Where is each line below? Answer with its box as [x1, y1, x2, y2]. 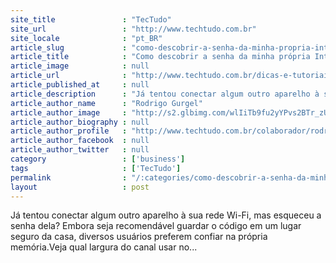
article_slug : [10, 42, 128, 53]
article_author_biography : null [10, 117, 150, 127]
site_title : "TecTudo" [10, 14, 172, 25]
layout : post [10, 182, 150, 192]
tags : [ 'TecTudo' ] [10, 163, 182, 173]
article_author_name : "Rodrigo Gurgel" [10, 98, 203, 108]
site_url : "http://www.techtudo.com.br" [10, 24, 257, 34]
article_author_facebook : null [10, 136, 150, 146]
